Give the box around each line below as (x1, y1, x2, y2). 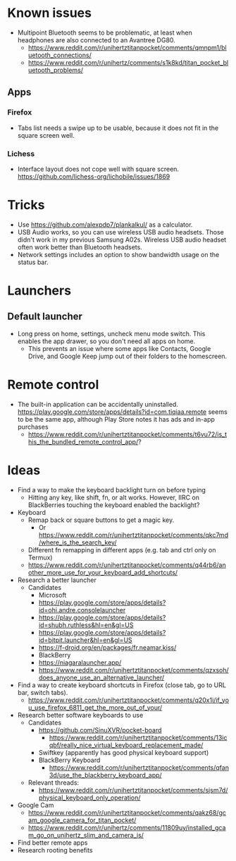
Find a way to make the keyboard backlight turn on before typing (17, 485, 206, 494)
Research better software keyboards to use (17, 711, 144, 719)
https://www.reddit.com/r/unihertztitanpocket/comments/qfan (49, 763, 229, 771)
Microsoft (38, 590, 67, 599)
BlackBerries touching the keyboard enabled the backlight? (27, 500, 200, 509)
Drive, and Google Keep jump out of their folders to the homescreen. (27, 352, 228, 360)
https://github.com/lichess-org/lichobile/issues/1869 (17, 172, 170, 181)
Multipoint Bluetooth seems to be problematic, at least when (17, 28, 192, 37)
